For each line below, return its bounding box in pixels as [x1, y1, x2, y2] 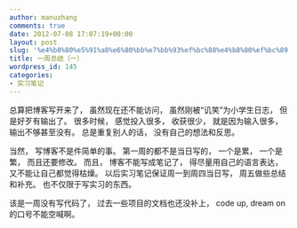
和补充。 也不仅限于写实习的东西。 [9, 178, 136, 189]
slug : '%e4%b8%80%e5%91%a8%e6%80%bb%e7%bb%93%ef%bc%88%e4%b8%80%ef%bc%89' [9, 46, 293, 55]
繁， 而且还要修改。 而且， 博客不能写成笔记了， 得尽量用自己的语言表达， [9, 156, 283, 167]
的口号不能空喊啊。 [9, 208, 80, 219]
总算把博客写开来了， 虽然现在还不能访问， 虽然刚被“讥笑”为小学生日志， [9, 104, 278, 115]
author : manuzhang [9, 12, 77, 22]
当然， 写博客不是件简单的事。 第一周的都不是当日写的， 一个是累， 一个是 [9, 145, 283, 156]
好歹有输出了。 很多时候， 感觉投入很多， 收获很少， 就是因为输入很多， [16, 115, 283, 126]
